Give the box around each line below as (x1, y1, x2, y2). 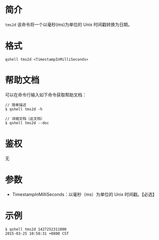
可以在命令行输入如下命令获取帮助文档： (5, 91, 87, 98)
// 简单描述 (5, 102, 27, 108)
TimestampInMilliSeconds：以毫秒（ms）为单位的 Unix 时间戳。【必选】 (12, 191, 157, 197)
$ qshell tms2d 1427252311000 (5, 227, 67, 232)
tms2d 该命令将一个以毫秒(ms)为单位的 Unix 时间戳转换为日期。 (5, 22, 133, 27)
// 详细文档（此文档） (5, 116, 45, 121)
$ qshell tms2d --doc (5, 120, 49, 125)
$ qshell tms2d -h (5, 107, 43, 111)
